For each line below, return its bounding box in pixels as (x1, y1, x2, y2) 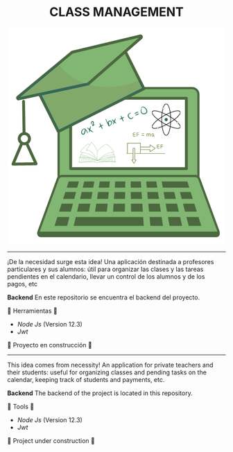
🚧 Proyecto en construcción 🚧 (7, 340, 92, 349)
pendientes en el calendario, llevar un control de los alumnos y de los (7, 272, 205, 281)
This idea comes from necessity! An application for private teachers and (7, 360, 214, 369)
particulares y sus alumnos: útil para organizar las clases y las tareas (7, 265, 204, 273)
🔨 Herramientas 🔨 (7, 306, 58, 315)
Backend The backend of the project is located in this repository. (7, 389, 193, 397)
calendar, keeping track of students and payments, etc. (7, 375, 165, 383)
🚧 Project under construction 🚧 (7, 436, 96, 444)
